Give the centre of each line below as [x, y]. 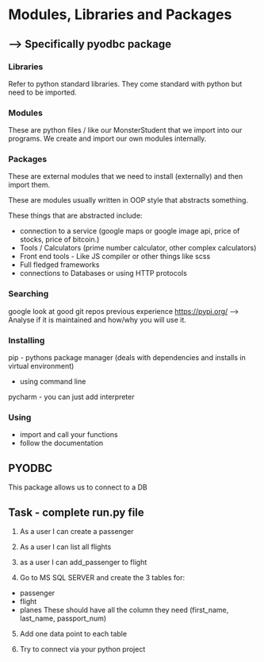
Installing [27, 340]
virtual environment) [41, 366]
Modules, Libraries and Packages [120, 15]
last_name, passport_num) [63, 618]
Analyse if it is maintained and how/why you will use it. [97, 319]
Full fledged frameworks [59, 265]
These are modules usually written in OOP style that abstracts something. [128, 200]
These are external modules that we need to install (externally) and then [126, 176]
